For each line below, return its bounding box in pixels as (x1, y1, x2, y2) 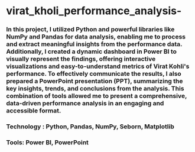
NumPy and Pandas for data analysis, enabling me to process (6, 33, 186, 41)
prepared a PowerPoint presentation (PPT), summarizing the (6, 77, 183, 85)
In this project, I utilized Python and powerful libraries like (6, 25, 175, 34)
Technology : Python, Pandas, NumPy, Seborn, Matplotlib (6, 122, 174, 131)
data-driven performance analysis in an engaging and (6, 99, 164, 108)
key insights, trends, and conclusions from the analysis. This (6, 85, 184, 93)
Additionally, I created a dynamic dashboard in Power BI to (6, 47, 177, 56)
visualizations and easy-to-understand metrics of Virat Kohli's (6, 62, 190, 70)
